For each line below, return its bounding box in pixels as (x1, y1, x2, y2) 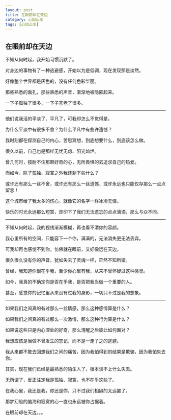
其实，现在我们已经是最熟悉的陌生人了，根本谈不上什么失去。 (5, 366, 135, 372)
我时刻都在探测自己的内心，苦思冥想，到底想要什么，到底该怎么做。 (5, 137, 148, 144)
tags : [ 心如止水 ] (5, 21, 39, 27)
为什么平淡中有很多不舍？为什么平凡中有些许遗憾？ (5, 126, 112, 133)
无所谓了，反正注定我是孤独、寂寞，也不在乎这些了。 (5, 377, 117, 383)
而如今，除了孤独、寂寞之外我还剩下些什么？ (5, 170, 99, 176)
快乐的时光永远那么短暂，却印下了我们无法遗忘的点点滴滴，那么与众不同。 (5, 209, 161, 215)
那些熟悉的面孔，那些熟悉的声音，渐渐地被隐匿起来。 (5, 89, 117, 95)
